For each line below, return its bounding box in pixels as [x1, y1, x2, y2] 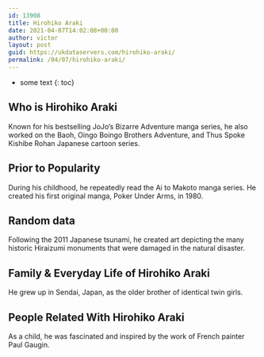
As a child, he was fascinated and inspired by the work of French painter [8, 331, 245, 341]
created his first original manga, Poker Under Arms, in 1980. [8, 191, 204, 201]
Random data [8, 213, 75, 227]
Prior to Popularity [8, 162, 101, 175]
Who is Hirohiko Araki [8, 101, 117, 114]
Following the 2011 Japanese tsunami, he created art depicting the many [8, 235, 244, 244]
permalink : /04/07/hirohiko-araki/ [8, 56, 126, 64]
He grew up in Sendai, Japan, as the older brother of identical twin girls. [8, 287, 243, 297]
